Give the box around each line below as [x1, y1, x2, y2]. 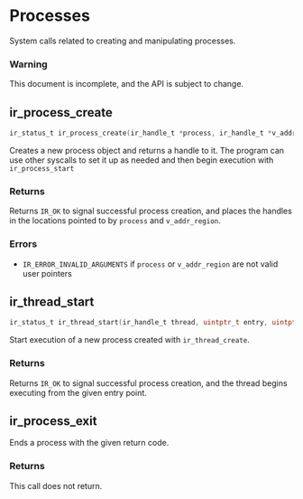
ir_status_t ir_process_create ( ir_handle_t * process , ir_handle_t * [9, 128, 272, 138]
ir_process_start [9, 164, 75, 173]
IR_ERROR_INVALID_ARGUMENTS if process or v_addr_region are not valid [22, 259, 279, 269]
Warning [9, 58, 48, 71]
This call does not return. [9, 480, 103, 491]
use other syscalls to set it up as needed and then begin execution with [9, 155, 274, 165]
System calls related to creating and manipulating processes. [9, 35, 236, 46]
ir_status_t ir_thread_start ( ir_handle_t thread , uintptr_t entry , [9, 318, 269, 327]
